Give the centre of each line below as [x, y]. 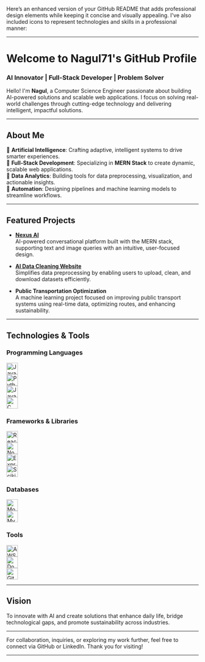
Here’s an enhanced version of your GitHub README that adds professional [101, 9]
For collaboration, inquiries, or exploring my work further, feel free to [92, 639]
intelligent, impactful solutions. [45, 110]
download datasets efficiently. [53, 279]
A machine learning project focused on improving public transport [98, 298]
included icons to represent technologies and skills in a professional [92, 22]
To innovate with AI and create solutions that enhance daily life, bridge [95, 616]
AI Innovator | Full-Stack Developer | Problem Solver [85, 77]
